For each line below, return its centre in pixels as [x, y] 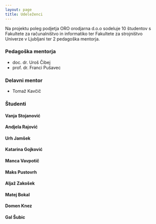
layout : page [19, 10]
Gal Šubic [15, 217]
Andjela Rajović [21, 127]
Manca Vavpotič [22, 160]
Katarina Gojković [24, 149]
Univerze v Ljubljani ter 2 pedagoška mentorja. [53, 39]
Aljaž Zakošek [20, 184]
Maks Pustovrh [21, 172]
